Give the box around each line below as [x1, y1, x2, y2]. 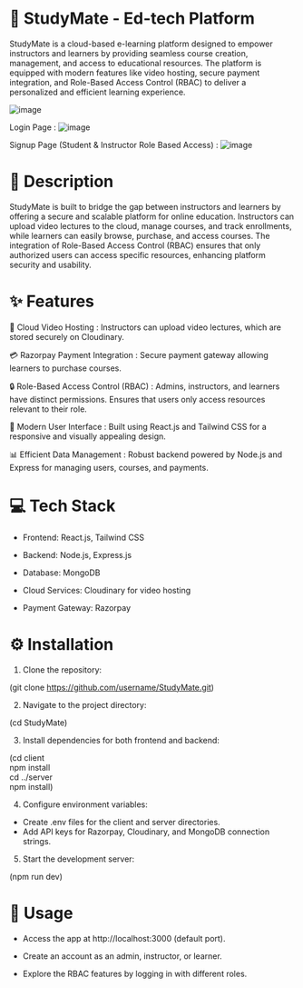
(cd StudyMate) [9, 717, 68, 728]
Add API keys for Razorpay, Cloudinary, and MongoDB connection [22, 826, 270, 837]
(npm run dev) [9, 871, 64, 882]
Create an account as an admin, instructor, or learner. [22, 950, 222, 962]
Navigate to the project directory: [22, 699, 147, 710]
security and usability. [9, 259, 93, 270]
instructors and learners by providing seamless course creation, [9, 47, 249, 58]
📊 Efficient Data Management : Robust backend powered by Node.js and [9, 449, 283, 460]
